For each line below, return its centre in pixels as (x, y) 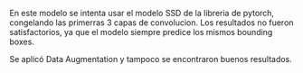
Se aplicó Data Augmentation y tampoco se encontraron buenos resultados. (151, 59)
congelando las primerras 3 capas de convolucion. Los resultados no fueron (151, 23)
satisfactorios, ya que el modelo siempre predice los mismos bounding (141, 32)
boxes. (22, 41)
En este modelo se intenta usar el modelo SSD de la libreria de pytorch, (142, 13)
